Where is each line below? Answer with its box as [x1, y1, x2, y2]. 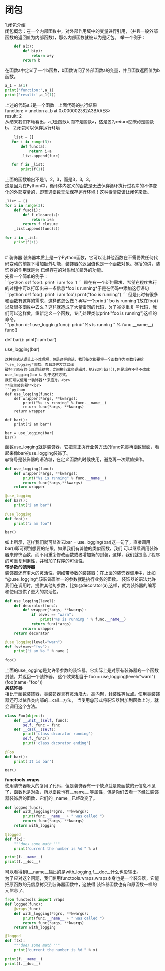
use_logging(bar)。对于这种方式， [5, 372, 70, 377]
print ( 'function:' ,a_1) [5, 88, 54, 93]
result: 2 [5, 113, 22, 119]
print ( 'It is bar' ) [14, 759, 54, 764]
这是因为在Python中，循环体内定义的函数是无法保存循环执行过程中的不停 [5, 183, 153, 189]
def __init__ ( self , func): [14, 718, 69, 723]
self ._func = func [23, 722, 60, 728]
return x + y [31, 53, 54, 58]
